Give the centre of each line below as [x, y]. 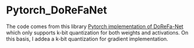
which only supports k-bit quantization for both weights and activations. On [97, 32]
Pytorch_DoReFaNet [57, 10]
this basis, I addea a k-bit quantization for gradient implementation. [87, 39]
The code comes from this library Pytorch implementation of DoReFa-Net [95, 26]
